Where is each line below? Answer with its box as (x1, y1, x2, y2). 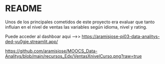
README (5, 3, 42, 14)
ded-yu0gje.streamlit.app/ (5, 38, 58, 44)
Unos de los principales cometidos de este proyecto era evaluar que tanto (5, 19, 155, 25)
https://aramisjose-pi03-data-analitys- (82, 33, 160, 39)
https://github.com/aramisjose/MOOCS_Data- (5, 48, 98, 54)
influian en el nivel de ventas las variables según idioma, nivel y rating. (5, 24, 147, 30)
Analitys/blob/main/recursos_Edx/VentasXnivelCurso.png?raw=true (5, 53, 142, 59)
